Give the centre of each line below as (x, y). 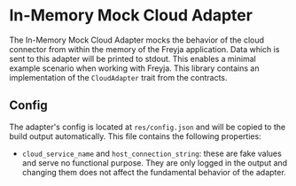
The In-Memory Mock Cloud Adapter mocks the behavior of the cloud (136, 40)
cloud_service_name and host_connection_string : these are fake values (152, 153)
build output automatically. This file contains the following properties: (135, 136)
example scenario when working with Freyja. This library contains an (134, 68)
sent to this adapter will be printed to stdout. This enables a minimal (133, 58)
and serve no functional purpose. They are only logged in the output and (155, 163)
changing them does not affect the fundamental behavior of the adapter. (154, 172)
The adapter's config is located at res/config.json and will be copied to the (148, 127)
